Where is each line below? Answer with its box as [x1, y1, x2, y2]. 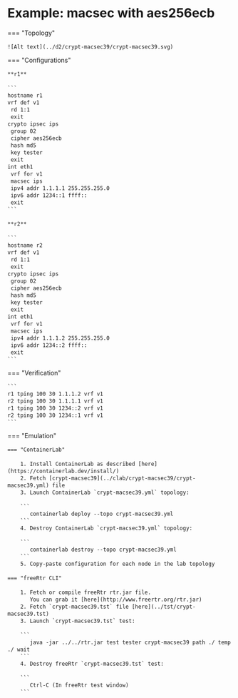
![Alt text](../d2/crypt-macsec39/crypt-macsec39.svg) [7, 43, 174, 51]
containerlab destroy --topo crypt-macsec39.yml [29, 546, 177, 553]
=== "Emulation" [7, 431, 57, 440]
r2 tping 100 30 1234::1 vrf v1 [7, 412, 103, 419]
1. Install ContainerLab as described [20, 460, 135, 467]
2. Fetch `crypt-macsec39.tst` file [20, 603, 130, 610]
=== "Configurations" [7, 56, 71, 64]
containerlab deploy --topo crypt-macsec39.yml [29, 510, 174, 517]
